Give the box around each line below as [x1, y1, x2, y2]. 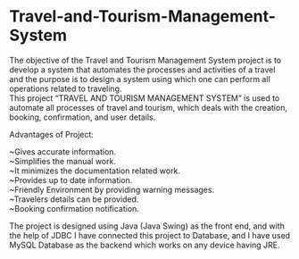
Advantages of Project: [9, 129, 94, 139]
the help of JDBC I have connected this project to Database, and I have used [9, 230, 291, 240]
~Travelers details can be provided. [9, 194, 139, 205]
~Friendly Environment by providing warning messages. [9, 184, 215, 195]
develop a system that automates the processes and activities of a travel [9, 64, 276, 75]
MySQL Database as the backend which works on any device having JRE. [9, 239, 280, 250]
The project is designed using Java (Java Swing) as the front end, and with [9, 221, 286, 231]
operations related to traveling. [9, 83, 122, 94]
